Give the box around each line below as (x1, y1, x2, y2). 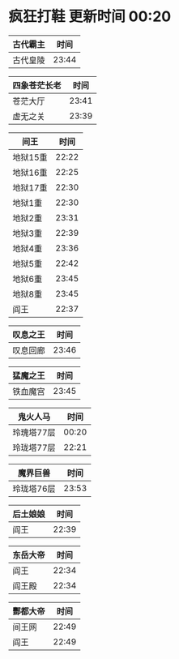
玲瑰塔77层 (12, 426, 56, 438)
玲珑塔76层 (12, 483, 56, 494)
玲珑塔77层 (12, 442, 56, 453)
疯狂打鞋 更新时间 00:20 (8, 7, 172, 26)
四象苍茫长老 (12, 79, 62, 91)
